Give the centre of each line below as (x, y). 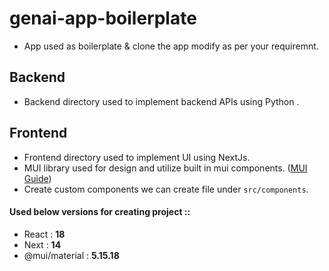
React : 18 (44, 234)
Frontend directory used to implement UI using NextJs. (137, 157)
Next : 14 (42, 244)
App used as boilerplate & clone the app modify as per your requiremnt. (171, 46)
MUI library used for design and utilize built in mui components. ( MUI (165, 168)
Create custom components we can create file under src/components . (166, 189)
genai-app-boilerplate (103, 18)
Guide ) (37, 178)
